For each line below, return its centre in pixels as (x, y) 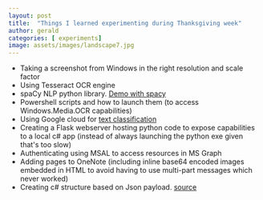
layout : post (30, 16)
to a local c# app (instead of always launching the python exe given (131, 136)
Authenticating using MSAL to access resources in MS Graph (121, 154)
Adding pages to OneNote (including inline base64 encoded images (132, 162)
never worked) (44, 179)
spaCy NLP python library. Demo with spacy (93, 94)
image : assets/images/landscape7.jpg (71, 46)
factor (30, 77)
